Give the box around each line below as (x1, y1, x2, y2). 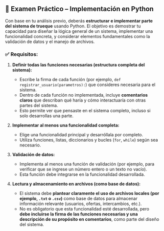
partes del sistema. (19, 103, 58, 108)
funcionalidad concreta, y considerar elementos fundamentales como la (5, 33, 150, 39)
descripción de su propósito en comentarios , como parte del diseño (19, 216, 160, 222)
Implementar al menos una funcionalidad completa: (12, 123, 120, 128)
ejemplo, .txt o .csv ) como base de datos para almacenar (19, 196, 138, 202)
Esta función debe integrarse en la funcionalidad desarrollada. (19, 171, 145, 177)
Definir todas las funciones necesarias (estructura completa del (12, 62, 145, 68)
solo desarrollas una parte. (19, 113, 74, 119)
